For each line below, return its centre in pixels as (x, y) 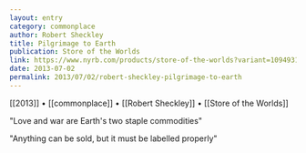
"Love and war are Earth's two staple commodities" (106, 120)
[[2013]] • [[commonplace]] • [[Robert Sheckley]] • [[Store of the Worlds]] (149, 103)
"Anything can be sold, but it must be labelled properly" (113, 138)
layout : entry (36, 18)
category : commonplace (52, 26)
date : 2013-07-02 (42, 69)
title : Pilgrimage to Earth (63, 43)
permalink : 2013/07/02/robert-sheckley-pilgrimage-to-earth (126, 77)
